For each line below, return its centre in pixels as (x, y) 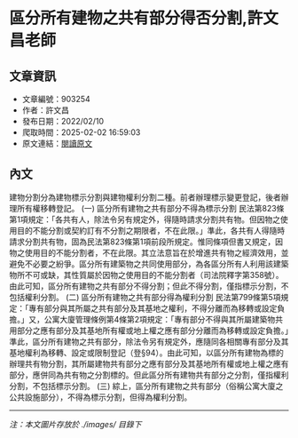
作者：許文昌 (45, 110)
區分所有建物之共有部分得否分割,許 (136, 18)
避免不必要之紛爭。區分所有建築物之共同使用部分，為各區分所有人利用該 (141, 264)
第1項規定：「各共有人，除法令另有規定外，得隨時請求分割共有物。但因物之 (145, 219)
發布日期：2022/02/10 (63, 121)
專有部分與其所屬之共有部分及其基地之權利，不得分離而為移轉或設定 (153, 308)
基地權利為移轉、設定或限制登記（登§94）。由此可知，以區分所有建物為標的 (146, 353)
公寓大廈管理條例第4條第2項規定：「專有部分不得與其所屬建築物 (160, 319)
